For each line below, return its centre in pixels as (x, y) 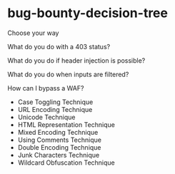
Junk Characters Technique (59, 155)
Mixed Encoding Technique (58, 132)
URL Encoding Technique (55, 109)
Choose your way (33, 33)
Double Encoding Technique (59, 147)
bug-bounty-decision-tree (87, 13)
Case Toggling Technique (55, 102)
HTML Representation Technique (66, 124)
